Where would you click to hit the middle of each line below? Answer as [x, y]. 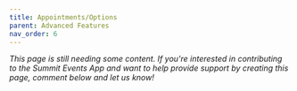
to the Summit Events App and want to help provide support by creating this [149, 68]
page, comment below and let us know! [82, 78]
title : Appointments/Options [63, 17]
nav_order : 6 [33, 34]
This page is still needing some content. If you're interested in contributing [146, 59]
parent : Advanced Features [59, 26]
